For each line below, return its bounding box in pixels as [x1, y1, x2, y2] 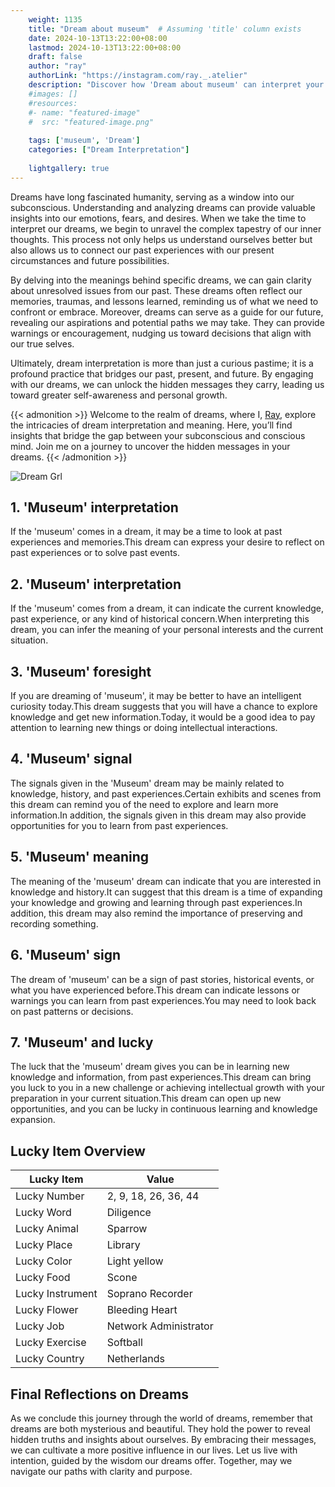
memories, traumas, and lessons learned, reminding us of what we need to [10, 295, 319, 307]
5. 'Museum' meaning [10, 849, 150, 866]
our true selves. [10, 337, 75, 350]
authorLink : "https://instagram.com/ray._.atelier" [28, 71, 248, 81]
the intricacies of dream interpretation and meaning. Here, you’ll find [10, 419, 293, 431]
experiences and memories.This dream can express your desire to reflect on [10, 536, 325, 548]
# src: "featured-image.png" [28, 117, 155, 127]
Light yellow [106, 1254, 164, 1268]
